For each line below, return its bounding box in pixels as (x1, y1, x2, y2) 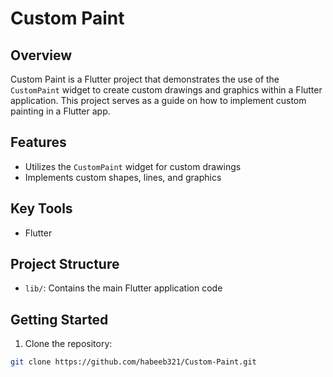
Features (10, 134, 67, 151)
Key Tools (10, 200, 73, 217)
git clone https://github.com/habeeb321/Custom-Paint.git (10, 357, 257, 367)
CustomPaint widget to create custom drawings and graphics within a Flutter (10, 84, 323, 96)
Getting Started (10, 311, 109, 328)
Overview (10, 47, 73, 64)
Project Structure (10, 256, 120, 273)
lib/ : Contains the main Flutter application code (24, 282, 223, 294)
